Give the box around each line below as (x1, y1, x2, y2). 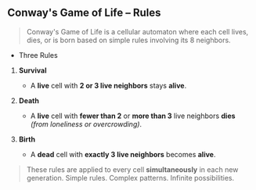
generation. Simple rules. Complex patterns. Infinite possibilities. (26, 173, 235, 182)
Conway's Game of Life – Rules (7, 6, 161, 20)
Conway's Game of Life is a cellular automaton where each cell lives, (26, 27, 249, 36)
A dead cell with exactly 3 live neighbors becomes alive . (30, 149, 216, 159)
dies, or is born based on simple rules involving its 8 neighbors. (26, 35, 232, 45)
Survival (18, 66, 47, 75)
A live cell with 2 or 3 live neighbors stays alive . (30, 81, 187, 90)
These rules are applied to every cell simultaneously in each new (26, 164, 239, 174)
